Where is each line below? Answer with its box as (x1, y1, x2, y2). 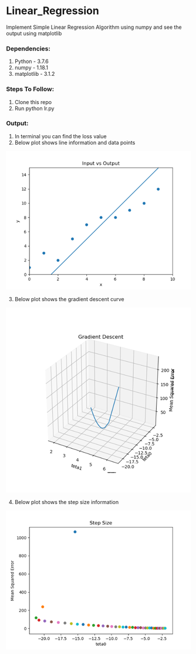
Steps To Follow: (6, 85, 55, 94)
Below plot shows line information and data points (14, 139, 136, 146)
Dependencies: (6, 44, 51, 52)
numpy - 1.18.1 (14, 64, 49, 71)
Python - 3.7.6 (14, 58, 49, 65)
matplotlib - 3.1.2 (14, 71, 55, 78)
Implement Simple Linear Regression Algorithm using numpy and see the (6, 24, 182, 31)
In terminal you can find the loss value (14, 132, 107, 139)
